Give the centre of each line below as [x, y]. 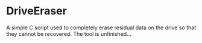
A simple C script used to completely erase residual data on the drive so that [101, 27]
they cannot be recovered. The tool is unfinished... [69, 33]
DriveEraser [37, 11]
